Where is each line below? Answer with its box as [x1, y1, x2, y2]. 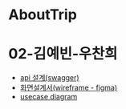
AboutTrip [8, 6, 78, 24]
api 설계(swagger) [19, 73, 79, 83]
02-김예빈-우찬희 [8, 45, 118, 63]
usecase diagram [19, 92, 78, 102]
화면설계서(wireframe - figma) [19, 83, 118, 93]
